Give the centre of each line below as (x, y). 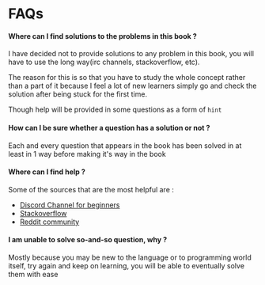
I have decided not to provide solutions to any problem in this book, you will (131, 54)
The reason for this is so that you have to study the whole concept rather (127, 78)
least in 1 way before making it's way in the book (87, 154)
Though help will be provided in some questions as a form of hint (115, 110)
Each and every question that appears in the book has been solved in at (125, 145)
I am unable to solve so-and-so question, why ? (88, 240)
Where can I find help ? (47, 172)
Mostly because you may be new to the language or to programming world (130, 257)
